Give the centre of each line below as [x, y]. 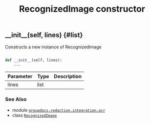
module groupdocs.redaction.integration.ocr [59, 110]
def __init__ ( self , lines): [34, 60]
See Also [16, 100]
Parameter [20, 77]
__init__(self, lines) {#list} [44, 35]
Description [68, 77]
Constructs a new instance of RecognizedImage [53, 47]
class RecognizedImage [34, 115]
